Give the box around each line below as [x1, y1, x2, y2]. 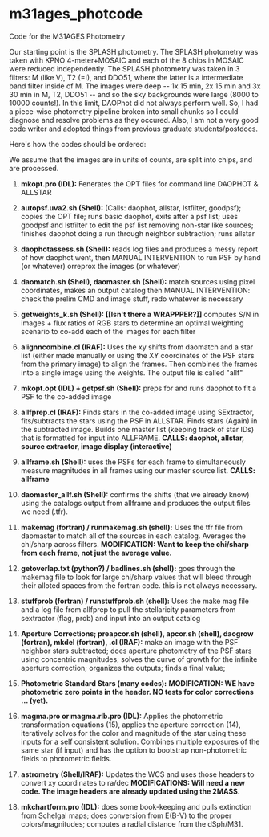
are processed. [9, 163, 59, 173]
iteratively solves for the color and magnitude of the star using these [20, 728, 247, 737]
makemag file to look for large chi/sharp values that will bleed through [20, 572, 252, 582]
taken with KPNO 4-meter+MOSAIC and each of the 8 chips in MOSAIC [9, 55, 245, 65]
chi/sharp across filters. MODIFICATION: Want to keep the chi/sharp [20, 539, 249, 549]
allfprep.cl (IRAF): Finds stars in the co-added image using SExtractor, [20, 407, 255, 417]
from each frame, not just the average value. [20, 548, 172, 557]
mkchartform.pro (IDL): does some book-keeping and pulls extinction [20, 802, 252, 811]
